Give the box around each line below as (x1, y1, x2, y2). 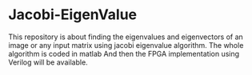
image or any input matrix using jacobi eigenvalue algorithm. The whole (8, 40, 244, 49)
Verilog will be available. (8, 57, 88, 67)
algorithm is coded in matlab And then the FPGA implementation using (8, 49, 240, 58)
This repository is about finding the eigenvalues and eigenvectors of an (8, 32, 244, 41)
